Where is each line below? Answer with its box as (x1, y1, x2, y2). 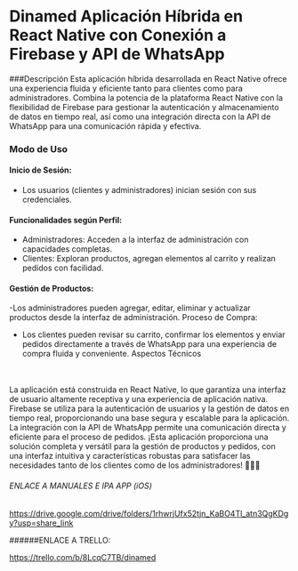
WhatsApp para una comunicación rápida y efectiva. (9, 120, 202, 131)
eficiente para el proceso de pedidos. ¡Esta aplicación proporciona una (9, 431, 269, 442)
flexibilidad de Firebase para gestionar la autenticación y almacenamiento (9, 101, 279, 112)
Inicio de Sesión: (9, 165, 72, 175)
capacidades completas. (21, 244, 113, 254)
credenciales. (21, 194, 73, 205)
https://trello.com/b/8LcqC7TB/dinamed (9, 551, 157, 562)
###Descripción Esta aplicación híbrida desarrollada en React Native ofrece (9, 73, 287, 84)
